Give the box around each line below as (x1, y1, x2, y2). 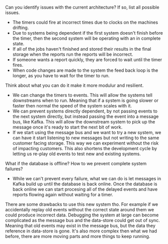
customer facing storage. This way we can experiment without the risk (12, 140, 159, 146)
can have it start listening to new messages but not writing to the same (12, 135, 159, 141)
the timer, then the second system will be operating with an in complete (12, 35, 161, 41)
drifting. (12, 25, 29, 31)
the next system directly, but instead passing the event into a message (12, 113, 159, 119)
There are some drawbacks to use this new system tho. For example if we (5, 201, 158, 207)
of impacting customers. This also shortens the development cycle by (12, 146, 157, 151)
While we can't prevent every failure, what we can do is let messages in (12, 176, 161, 181)
